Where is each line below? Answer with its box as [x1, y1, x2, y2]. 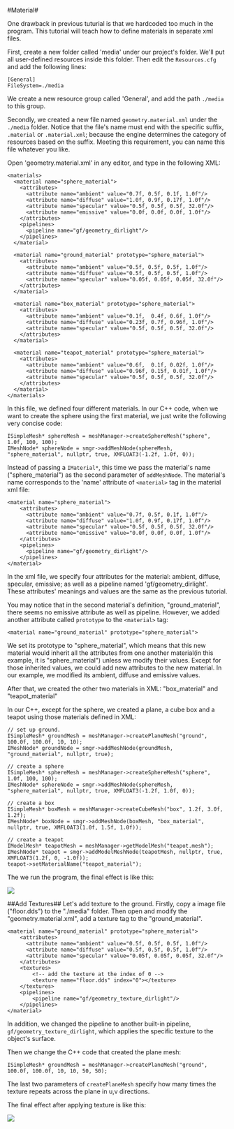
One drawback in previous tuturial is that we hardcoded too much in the [7, 20, 214, 27]
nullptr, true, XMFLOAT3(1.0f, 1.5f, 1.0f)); [7, 824, 142, 831]
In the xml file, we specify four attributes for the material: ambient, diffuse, [7, 573, 221, 580]
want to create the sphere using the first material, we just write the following [7, 412, 226, 420]
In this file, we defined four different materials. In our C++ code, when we [7, 404, 219, 413]
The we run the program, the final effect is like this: [7, 873, 154, 881]
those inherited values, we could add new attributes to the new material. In [7, 663, 222, 672]
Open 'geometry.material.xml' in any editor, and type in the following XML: [7, 158, 221, 167]
